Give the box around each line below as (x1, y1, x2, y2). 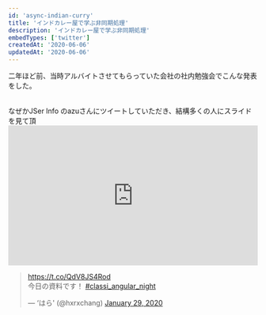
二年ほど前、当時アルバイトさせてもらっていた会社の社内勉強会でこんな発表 (8, 71, 257, 80)
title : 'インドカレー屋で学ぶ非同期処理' (8, 19, 129, 27)
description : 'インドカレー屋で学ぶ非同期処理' (8, 26, 150, 34)
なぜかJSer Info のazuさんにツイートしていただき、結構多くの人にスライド (8, 106, 252, 116)
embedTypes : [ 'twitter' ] (8, 33, 90, 42)
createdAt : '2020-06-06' (8, 41, 90, 49)
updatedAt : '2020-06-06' (8, 48, 90, 56)
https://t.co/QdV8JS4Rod (27, 272, 111, 282)
